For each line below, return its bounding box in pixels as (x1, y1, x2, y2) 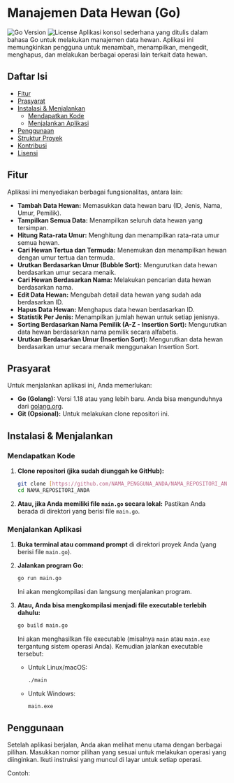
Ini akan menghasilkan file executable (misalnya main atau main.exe (17, 635, 210, 643)
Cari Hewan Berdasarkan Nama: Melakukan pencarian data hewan (17, 275, 212, 284)
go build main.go (17, 621, 68, 629)
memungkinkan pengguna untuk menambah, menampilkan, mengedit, (7, 43, 209, 51)
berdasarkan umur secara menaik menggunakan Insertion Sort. (17, 342, 200, 351)
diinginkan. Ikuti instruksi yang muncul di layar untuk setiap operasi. (7, 756, 203, 764)
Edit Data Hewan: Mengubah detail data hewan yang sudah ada (17, 290, 202, 299)
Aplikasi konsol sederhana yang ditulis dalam (78, 28, 208, 36)
